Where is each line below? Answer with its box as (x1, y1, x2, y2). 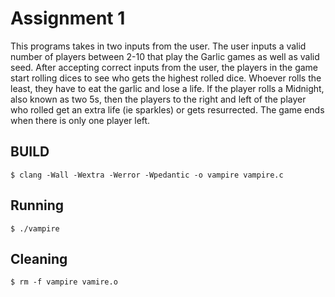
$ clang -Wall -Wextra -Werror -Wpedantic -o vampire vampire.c (10, 170, 284, 180)
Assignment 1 (10, 7, 126, 30)
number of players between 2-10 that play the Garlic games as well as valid (10, 50, 320, 62)
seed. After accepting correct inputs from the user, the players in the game (10, 61, 319, 73)
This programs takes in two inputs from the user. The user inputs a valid (10, 40, 307, 52)
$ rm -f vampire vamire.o (10, 277, 118, 287)
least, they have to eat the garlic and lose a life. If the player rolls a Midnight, (10, 82, 325, 94)
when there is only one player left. (10, 114, 151, 126)
